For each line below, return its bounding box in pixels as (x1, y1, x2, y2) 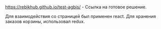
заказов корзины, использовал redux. (5, 19, 85, 24)
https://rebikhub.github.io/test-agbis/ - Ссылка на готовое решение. (5, 4, 147, 10)
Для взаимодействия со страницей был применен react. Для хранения (5, 14, 156, 19)
